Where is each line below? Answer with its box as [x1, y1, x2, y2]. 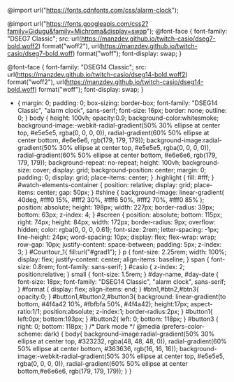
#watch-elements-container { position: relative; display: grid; [17, 181, 193, 189]
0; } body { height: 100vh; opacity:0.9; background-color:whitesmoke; [17, 114, 219, 122]
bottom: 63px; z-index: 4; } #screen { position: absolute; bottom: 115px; [17, 210, 222, 219]
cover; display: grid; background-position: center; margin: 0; [32, 166, 207, 174]
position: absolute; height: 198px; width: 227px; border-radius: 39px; [17, 203, 215, 211]
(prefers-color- [161, 322, 205, 330]
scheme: [17, 329, 43, 338]
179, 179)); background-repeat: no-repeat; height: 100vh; [17, 158, 181, 167]
